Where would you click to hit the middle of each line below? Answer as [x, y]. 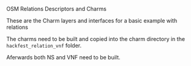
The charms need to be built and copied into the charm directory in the [96, 39]
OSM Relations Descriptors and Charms [57, 9]
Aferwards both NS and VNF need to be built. [63, 57]
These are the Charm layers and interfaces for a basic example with [92, 20]
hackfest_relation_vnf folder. [44, 46]
